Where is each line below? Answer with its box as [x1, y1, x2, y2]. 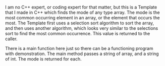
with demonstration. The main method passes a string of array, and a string [5, 51, 159, 57]
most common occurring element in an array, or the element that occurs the [5, 15, 160, 20]
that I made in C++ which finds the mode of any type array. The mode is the [5, 9, 160, 15]
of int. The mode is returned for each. [5, 56, 82, 62]
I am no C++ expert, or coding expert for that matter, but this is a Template [5, 4, 157, 10]
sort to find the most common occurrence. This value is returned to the [5, 31, 150, 36]
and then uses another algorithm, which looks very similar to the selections [5, 25, 159, 31]
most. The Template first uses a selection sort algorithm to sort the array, [5, 20, 155, 26]
